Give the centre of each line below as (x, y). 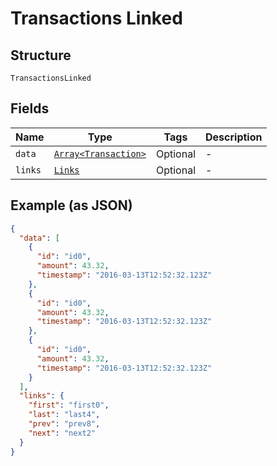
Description (234, 137)
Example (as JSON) (71, 205)
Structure (41, 55)
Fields (30, 108)
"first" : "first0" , (69, 405)
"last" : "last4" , (64, 415)
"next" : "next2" (62, 433)
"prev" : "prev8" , (64, 424)
